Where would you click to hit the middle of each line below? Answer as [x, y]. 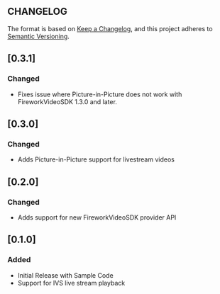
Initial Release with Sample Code [65, 275]
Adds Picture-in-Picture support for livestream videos [96, 159]
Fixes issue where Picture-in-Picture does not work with [100, 94]
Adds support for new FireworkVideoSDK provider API [97, 217]
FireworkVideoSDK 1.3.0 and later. [67, 101]
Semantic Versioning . [38, 36]
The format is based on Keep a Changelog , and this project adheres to [110, 28]
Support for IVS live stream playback [71, 283]
